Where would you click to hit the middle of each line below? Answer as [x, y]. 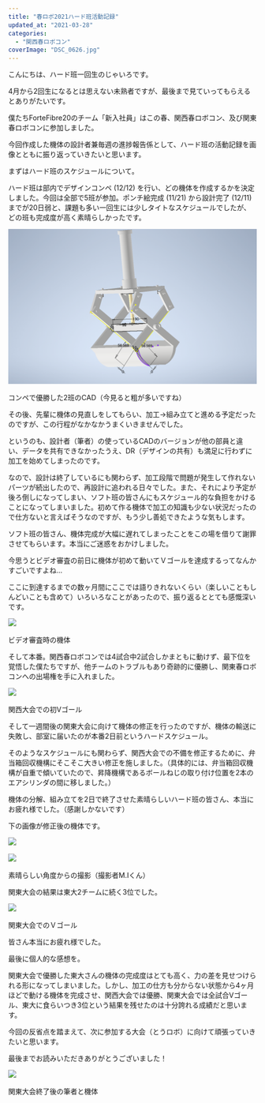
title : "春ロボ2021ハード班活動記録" [63, 17]
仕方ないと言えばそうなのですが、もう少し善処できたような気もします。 [132, 517]
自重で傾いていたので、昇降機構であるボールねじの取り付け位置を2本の [138, 773]
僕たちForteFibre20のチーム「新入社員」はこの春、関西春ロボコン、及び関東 [132, 118]
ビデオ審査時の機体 [39, 640]
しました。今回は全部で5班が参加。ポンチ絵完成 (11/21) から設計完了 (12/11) [130, 198]
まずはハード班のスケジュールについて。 [74, 171]
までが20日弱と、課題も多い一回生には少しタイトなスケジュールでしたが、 [129, 208]
